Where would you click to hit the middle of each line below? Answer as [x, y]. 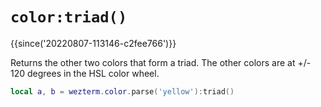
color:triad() [69, 17]
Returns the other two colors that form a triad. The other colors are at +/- [161, 62]
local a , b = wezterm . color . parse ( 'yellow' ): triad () [122, 91]
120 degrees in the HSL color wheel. [85, 73]
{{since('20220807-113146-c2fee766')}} [93, 43]
